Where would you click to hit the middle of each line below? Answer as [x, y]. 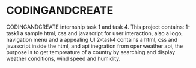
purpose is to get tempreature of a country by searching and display [91, 52]
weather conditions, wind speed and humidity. [63, 58]
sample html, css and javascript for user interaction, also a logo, [104, 33]
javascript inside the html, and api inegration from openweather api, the [95, 46]
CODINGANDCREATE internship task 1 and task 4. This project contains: [95, 27]
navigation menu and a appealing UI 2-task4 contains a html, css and [92, 39]
